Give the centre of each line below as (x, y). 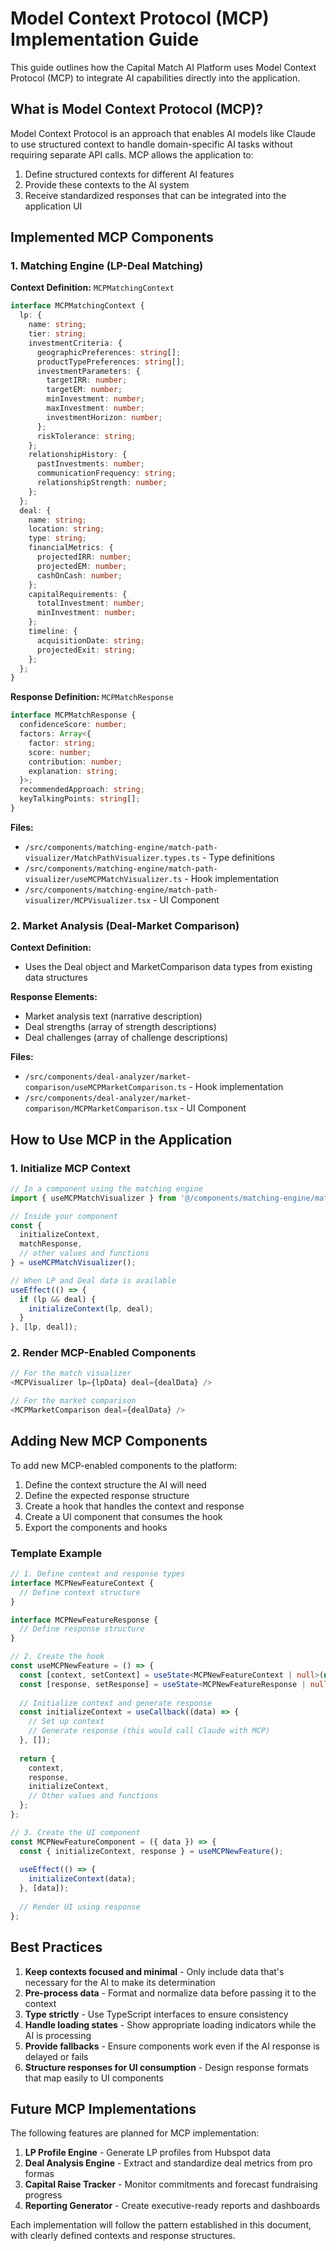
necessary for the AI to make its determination (120, 1982)
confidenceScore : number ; (73, 725)
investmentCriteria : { (75, 343)
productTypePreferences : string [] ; (111, 362)
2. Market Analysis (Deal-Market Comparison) (125, 925)
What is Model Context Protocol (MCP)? (137, 109)
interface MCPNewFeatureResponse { (84, 1620)
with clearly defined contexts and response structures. (123, 2236)
